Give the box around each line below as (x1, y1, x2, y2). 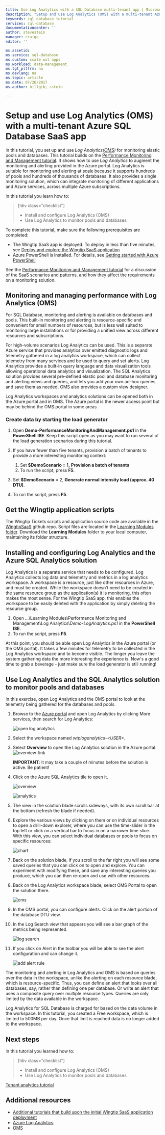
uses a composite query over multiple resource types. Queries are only (5, 991, 149, 997)
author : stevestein (5, 30, 46, 35)
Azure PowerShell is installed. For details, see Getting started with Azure (12, 252, 159, 258)
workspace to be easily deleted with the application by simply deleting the (5, 601, 155, 607)
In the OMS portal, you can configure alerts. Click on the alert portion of (12, 906, 158, 913)
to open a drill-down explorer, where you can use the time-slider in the (12, 822, 155, 828)
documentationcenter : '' (5, 26, 56, 30)
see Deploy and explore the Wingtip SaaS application (12, 246, 120, 253)
